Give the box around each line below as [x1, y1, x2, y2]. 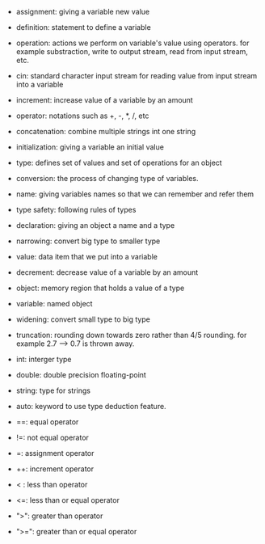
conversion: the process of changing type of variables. [15, 174, 200, 183]
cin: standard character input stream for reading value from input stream [15, 71, 258, 80]
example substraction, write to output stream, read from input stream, [15, 47, 249, 56]
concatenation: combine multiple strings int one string [15, 127, 196, 136]
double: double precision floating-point [15, 370, 147, 379]
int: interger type [15, 355, 72, 364]
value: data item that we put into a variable [15, 252, 158, 261]
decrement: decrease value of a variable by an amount [15, 268, 199, 277]
